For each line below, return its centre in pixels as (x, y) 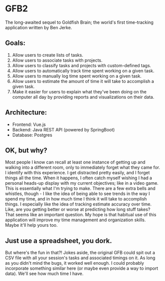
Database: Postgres (32, 135)
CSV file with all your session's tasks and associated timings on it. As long (80, 258)
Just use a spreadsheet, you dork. (59, 241)
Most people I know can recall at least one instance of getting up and (75, 162)
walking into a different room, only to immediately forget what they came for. (82, 167)
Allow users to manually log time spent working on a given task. (77, 76)
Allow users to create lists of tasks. (48, 55)
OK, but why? (26, 150)
